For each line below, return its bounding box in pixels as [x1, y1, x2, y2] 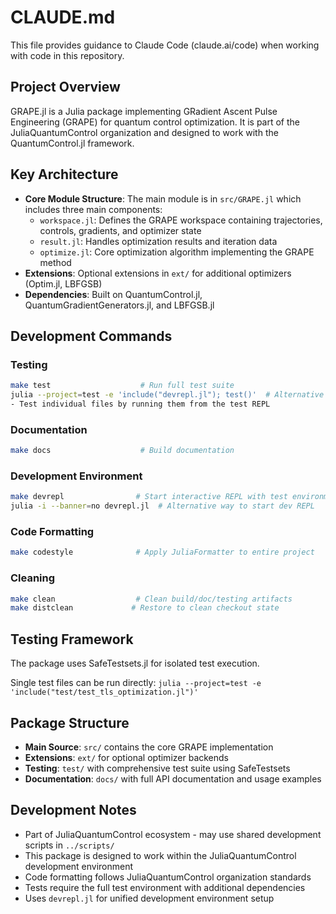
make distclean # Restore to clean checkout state [10, 603, 280, 613]
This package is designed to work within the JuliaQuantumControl [24, 849, 297, 861]
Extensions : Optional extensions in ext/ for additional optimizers [24, 267, 292, 279]
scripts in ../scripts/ [24, 839, 115, 851]
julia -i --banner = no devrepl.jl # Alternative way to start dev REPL [10, 501, 315, 511]
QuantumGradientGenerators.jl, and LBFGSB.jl [24, 299, 215, 311]
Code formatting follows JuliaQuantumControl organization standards [24, 871, 312, 883]
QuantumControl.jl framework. [10, 137, 135, 149]
